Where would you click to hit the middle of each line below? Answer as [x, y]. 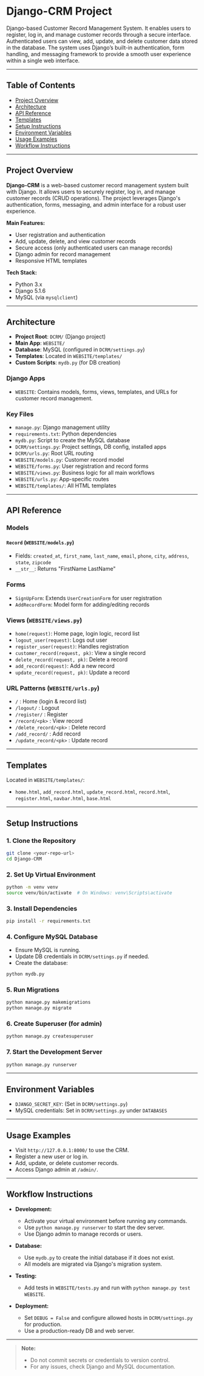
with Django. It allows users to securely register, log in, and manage [91, 192]
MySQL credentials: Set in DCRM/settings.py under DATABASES [91, 1111]
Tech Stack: [22, 272]
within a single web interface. [43, 60]
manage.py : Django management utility [63, 427]
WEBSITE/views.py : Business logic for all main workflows [85, 472]
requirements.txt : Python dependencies [66, 434]
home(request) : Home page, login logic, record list [77, 634]
